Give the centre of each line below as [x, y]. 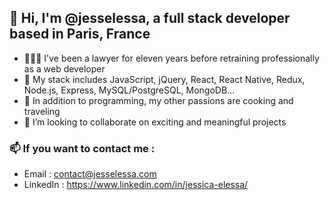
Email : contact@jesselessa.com [90, 174]
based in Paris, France [80, 34]
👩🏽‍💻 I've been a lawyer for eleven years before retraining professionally [171, 58]
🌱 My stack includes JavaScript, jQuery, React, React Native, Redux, [164, 79]
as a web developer [64, 68]
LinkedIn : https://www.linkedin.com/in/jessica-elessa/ [136, 185]
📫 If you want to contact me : [82, 148]
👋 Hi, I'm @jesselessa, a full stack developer [150, 18]
